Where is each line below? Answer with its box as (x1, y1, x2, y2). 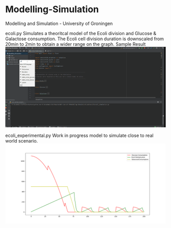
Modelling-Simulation (5, 4, 99, 15)
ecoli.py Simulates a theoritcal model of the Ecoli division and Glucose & (5, 30, 157, 36)
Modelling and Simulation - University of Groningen (5, 20, 113, 26)
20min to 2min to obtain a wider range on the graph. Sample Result (5, 41, 146, 47)
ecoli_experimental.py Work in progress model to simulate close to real (5, 132, 154, 138)
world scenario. (5, 138, 38, 144)
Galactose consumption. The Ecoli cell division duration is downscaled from (5, 36, 164, 42)
